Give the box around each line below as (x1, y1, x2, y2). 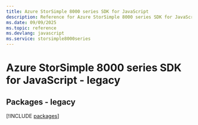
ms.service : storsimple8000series (6, 36, 91, 42)
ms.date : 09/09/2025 (6, 19, 57, 25)
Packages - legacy (6, 97, 75, 107)
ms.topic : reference (6, 25, 57, 31)
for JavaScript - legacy (6, 74, 121, 87)
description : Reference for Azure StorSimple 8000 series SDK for (6, 14, 173, 20)
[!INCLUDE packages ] (6, 113, 60, 119)
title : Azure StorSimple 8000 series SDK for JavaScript (6, 8, 149, 15)
